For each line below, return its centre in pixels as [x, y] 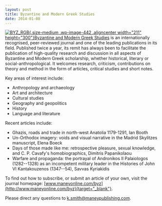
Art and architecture [32, 93]
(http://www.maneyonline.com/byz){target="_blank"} [58, 189]
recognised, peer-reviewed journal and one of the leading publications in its [81, 43]
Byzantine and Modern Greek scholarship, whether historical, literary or [77, 59]
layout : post [18, 10]
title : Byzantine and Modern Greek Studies [50, 14]
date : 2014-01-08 [23, 19]
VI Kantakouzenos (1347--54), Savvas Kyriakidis [61, 169]
